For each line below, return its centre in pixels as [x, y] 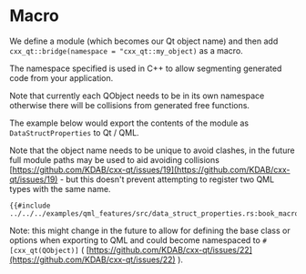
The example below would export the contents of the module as [129, 123]
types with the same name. [60, 188]
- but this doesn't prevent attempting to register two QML [167, 179]
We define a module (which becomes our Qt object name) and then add [144, 41]
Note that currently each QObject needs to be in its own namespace [137, 96]
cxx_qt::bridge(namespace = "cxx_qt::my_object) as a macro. [126, 50]
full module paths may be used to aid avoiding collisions [115, 159]
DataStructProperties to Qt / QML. [74, 132]
